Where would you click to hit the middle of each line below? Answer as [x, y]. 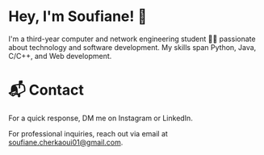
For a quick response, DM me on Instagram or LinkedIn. [101, 118]
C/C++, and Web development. [60, 56]
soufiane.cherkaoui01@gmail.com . [66, 142]
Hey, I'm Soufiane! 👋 [78, 17]
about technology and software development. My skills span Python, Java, [132, 47]
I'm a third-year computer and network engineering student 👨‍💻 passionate [132, 39]
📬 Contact [46, 90]
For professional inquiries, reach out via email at [88, 133]
